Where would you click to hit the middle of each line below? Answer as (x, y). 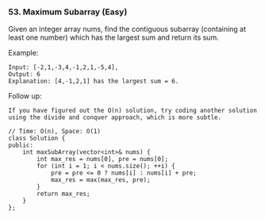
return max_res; (63, 194)
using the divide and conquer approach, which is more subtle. (115, 117)
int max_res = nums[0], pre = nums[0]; (103, 159)
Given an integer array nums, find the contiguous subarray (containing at (127, 29)
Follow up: (25, 96)
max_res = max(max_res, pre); (100, 180)
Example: (23, 53)
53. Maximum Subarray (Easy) (68, 12)
